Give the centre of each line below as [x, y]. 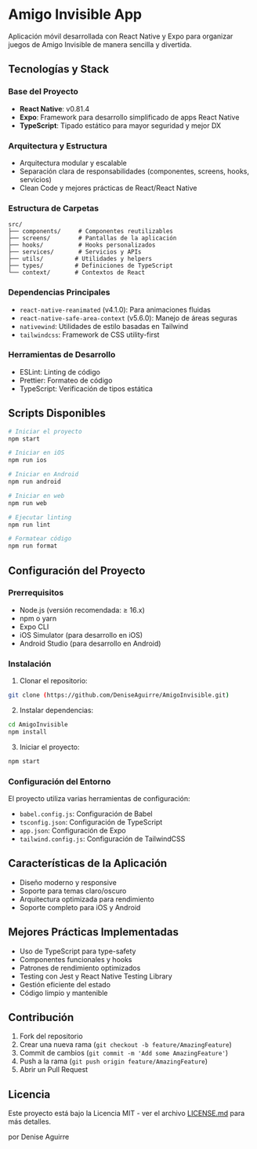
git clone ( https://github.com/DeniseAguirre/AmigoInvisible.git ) [119, 695]
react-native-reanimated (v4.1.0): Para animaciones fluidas [115, 309]
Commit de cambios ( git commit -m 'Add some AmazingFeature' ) [124, 1053]
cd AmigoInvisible [38, 724]
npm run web [27, 503]
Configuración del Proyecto [77, 571]
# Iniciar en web [36, 496]
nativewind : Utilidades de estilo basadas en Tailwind [104, 326]
